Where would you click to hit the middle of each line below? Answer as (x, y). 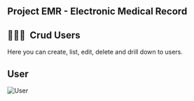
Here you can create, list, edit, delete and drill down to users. (95, 52)
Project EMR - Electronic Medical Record (97, 11)
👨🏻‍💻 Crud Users (44, 35)
